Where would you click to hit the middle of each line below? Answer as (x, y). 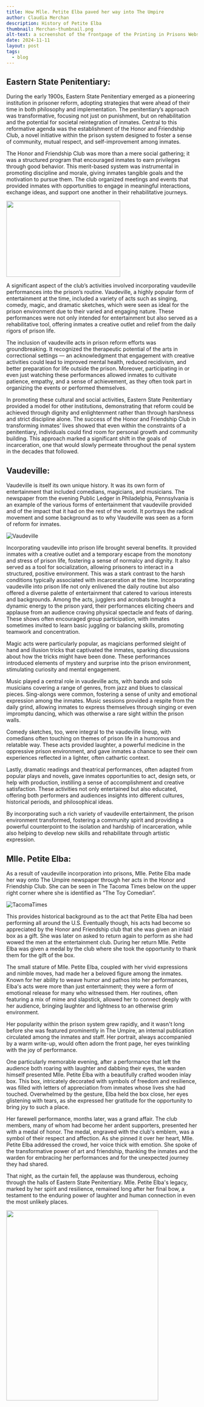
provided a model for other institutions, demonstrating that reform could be (100, 406)
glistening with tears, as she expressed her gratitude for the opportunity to (100, 1101)
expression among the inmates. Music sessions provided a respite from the (100, 701)
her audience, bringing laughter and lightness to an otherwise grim (90, 1006)
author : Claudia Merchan (38, 18)
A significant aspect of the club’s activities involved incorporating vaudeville (101, 286)
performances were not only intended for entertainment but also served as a (102, 318)
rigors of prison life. (31, 331)
